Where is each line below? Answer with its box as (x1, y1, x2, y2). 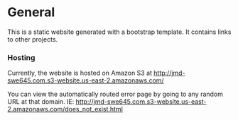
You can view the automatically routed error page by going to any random (7, 90, 224, 99)
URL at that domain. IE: (7, 97, 75, 106)
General (7, 4, 55, 20)
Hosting (7, 52, 36, 62)
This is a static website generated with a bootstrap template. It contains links (7, 28, 232, 36)
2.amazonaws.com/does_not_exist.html (7, 105, 123, 114)
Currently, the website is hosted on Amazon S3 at (7, 68, 153, 78)
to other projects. (7, 35, 58, 43)
